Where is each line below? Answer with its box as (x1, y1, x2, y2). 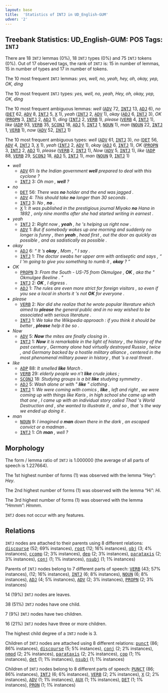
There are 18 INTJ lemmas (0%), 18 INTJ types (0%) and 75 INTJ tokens (5, 55, 152, 61)
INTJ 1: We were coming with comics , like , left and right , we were (19, 387, 159, 393)
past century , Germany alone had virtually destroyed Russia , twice (19, 344, 161, 350)
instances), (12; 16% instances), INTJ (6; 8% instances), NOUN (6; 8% (5, 571, 148, 577)
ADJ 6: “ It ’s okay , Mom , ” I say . (19, 248, 90, 254)
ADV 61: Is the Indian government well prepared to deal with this (19, 168, 151, 174)
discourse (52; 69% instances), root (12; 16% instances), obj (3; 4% (5, 545, 152, 551)
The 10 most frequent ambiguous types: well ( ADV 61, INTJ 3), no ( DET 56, (5, 137, 158, 143)
